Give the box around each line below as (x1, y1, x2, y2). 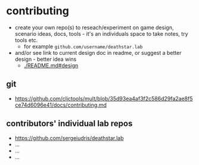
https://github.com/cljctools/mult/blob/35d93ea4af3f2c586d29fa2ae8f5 (14, 95, 193, 102)
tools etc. (14, 36, 38, 43)
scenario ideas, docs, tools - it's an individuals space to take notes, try (14, 30, 189, 37)
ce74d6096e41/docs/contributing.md (14, 101, 107, 108)
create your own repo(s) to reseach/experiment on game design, (14, 24, 174, 31)
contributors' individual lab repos (6, 119, 133, 129)
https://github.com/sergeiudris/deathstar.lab (14, 134, 124, 141)
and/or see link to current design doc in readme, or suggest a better (14, 49, 182, 56)
